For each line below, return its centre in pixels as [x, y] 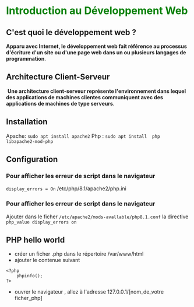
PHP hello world [36, 240]
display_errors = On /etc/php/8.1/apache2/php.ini [66, 189]
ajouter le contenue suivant [47, 260]
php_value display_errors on [41, 222]
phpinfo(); [30, 276]
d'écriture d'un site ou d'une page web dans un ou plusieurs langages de [96, 53]
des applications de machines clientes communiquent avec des [84, 97]
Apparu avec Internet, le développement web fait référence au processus [97, 46]
